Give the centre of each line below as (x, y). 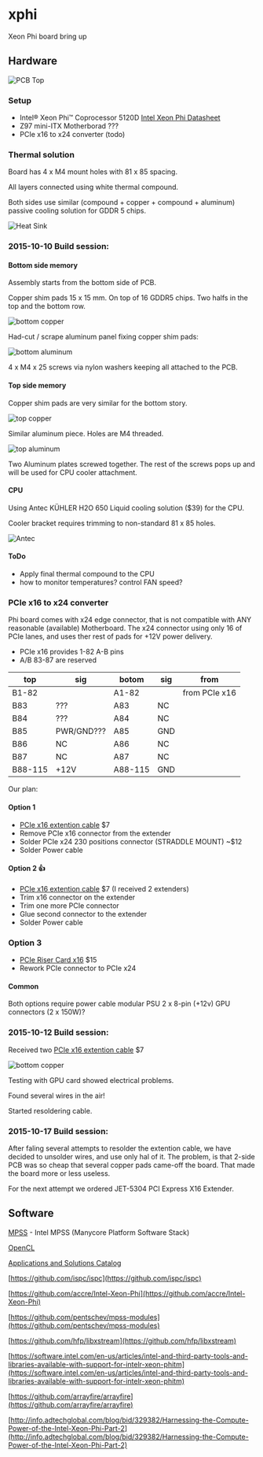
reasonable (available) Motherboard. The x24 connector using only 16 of (125, 628)
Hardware (33, 61)
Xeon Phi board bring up (47, 36)
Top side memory (37, 386)
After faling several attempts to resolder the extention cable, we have (120, 1148)
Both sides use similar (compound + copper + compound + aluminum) (122, 202)
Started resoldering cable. (50, 1110)
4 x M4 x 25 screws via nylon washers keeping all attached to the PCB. (123, 367)
